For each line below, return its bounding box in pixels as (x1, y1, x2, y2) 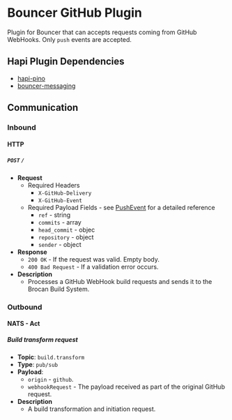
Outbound (7, 302, 42, 312)
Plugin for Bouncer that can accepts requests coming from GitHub (7, 28, 197, 36)
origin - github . (27, 375, 74, 384)
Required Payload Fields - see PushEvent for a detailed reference (27, 203, 215, 211)
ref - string (38, 211, 71, 219)
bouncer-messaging (17, 82, 76, 90)
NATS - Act (7, 320, 40, 328)
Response (17, 248, 47, 256)
